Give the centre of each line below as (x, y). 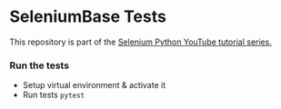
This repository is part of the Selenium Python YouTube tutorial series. (141, 42)
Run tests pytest (54, 95)
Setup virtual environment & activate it (94, 85)
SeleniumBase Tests (88, 17)
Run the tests (40, 65)
